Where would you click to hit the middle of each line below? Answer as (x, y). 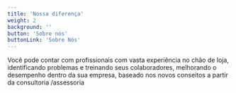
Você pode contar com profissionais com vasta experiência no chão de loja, (118, 60)
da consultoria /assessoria (46, 82)
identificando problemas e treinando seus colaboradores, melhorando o (112, 68)
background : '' (30, 27)
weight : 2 (22, 20)
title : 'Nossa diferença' (45, 14)
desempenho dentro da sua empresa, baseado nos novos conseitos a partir (118, 75)
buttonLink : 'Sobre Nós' (44, 40)
